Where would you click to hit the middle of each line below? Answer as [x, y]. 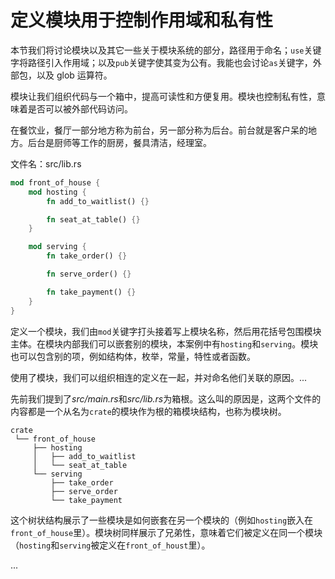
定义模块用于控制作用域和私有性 [142, 20]
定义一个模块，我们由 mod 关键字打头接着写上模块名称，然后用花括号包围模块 [166, 331]
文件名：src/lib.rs [46, 163]
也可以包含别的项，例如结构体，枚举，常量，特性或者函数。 [133, 356]
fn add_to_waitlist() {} [98, 201]
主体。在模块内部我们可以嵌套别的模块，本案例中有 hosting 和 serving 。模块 [164, 343]
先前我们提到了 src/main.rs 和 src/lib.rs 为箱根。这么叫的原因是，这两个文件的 [166, 398]
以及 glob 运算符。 [74, 75]
